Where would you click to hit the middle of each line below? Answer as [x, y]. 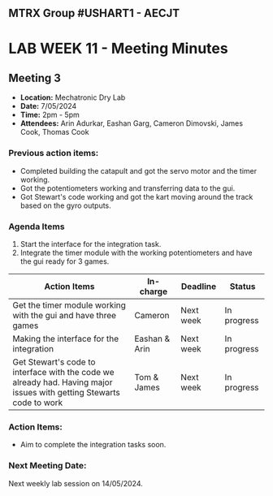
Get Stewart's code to [54, 362]
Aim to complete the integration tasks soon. [93, 445]
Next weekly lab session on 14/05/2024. [76, 483]
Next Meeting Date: [48, 466]
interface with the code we [63, 372]
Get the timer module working [69, 305]
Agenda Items [37, 226]
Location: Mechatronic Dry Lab [73, 97]
